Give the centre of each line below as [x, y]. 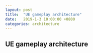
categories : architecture [32, 24]
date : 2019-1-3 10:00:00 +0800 [40, 19]
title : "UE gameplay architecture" [43, 14]
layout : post [19, 10]
